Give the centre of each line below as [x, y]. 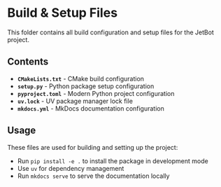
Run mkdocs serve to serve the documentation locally [93, 176]
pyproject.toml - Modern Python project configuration [96, 93]
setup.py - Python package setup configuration [86, 86]
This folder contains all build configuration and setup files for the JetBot [111, 32]
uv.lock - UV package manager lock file [75, 101]
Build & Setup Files [62, 13]
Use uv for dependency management [71, 168]
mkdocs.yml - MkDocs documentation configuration [91, 108]
